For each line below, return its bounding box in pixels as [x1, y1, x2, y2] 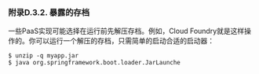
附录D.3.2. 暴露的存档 [8, 6, 90, 17]
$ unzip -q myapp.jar [8, 52, 79, 60]
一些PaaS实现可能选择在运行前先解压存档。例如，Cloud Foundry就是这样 [8, 26, 245, 36]
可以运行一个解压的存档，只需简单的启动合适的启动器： [35, 36, 214, 46]
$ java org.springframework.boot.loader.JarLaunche [8, 59, 181, 67]
